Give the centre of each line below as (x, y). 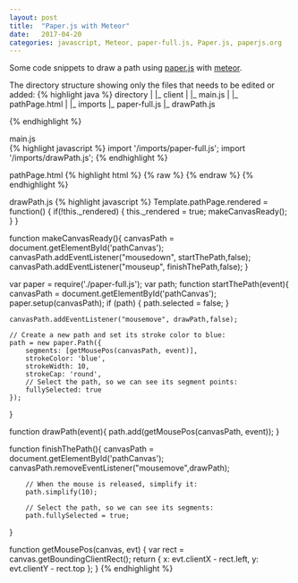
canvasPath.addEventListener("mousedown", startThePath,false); (130, 258)
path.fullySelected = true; (77, 516)
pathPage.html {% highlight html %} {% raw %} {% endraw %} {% (132, 175)
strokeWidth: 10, (58, 367)
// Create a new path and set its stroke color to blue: (118, 335)
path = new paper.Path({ (55, 343)
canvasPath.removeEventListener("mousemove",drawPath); (119, 468)
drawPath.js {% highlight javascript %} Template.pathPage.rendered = (139, 202)
